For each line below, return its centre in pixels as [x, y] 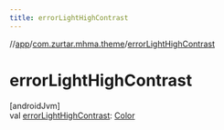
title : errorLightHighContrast [69, 18]
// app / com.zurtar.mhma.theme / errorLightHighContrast [112, 44]
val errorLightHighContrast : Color [72, 115]
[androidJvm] [35, 105]
